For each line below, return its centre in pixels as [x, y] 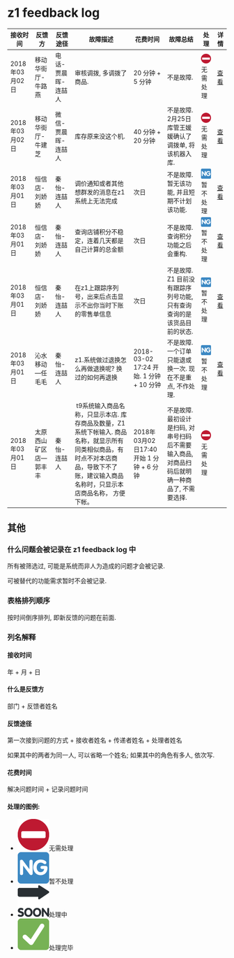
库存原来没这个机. [100, 136]
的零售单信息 [93, 314]
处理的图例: [24, 806]
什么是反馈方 [25, 689]
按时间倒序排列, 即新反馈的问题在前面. [62, 617]
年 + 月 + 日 [24, 672]
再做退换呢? [98, 368]
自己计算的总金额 [99, 249]
